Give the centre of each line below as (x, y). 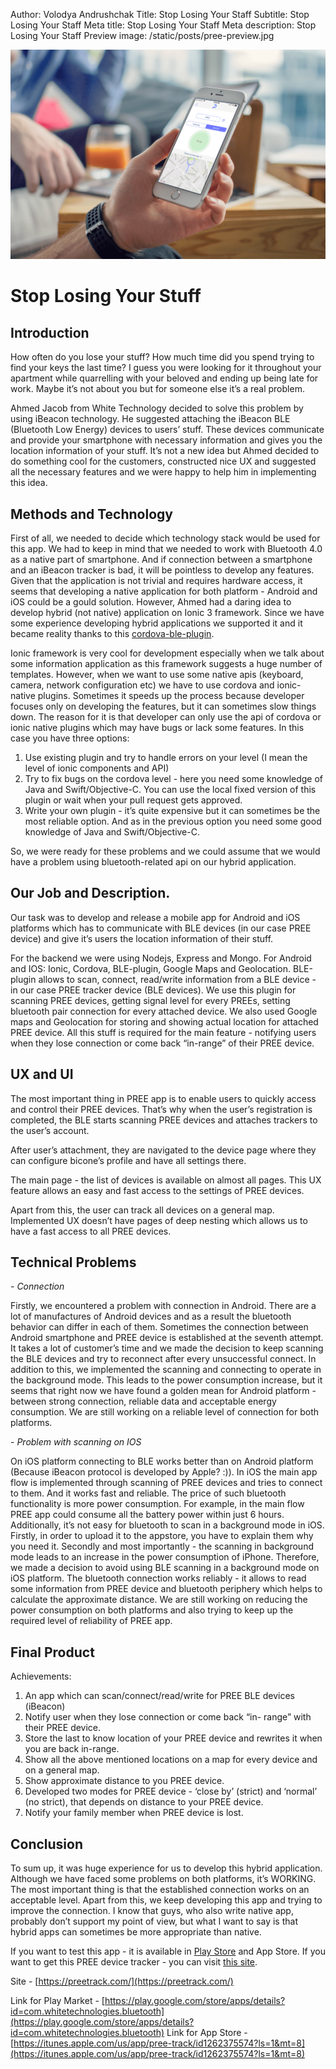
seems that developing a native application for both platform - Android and (164, 591)
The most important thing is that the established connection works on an (160, 1890)
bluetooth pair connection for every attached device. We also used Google (164, 1011)
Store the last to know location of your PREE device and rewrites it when (173, 1738)
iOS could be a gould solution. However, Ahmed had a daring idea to (151, 601)
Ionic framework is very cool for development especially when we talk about (167, 653)
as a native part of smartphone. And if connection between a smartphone (161, 559)
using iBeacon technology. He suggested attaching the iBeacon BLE (150, 419)
